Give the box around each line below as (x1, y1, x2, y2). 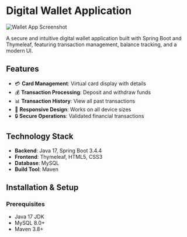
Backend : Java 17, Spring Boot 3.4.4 (14, 147, 102, 154)
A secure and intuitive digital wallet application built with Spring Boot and (6, 34, 182, 41)
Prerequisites (6, 200, 45, 208)
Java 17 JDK (14, 213, 45, 220)
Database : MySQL (14, 159, 60, 166)
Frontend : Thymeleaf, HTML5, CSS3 (14, 153, 103, 160)
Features (6, 64, 39, 74)
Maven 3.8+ (14, 226, 44, 233)
